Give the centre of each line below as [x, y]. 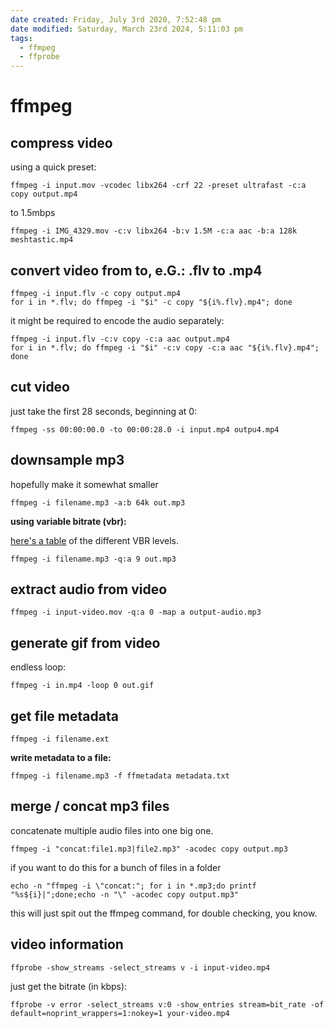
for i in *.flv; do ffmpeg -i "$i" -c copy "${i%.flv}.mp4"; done [151, 302]
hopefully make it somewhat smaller [84, 484]
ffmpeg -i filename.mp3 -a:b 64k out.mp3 [98, 502]
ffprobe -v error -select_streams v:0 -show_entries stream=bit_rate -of [167, 1004]
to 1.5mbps [33, 213]
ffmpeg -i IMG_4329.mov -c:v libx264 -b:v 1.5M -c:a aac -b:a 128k [154, 231]
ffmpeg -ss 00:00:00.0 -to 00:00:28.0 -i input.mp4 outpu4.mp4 [145, 429]
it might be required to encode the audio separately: [117, 320]
